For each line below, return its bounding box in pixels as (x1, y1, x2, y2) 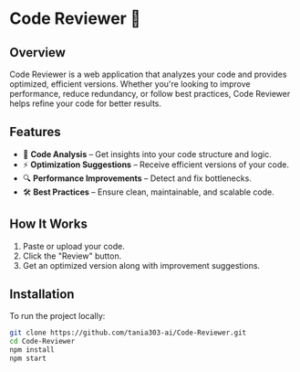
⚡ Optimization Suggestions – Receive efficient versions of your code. (22, 159, 290, 170)
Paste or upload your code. (22, 240, 125, 251)
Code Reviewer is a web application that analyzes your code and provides (9, 69, 287, 80)
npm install (9, 345, 55, 355)
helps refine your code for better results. (9, 98, 162, 109)
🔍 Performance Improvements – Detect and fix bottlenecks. (22, 173, 253, 184)
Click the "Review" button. (22, 250, 122, 261)
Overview (9, 45, 67, 60)
